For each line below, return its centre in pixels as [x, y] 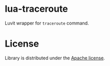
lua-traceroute [37, 9]
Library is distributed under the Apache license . [55, 58]
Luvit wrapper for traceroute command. [47, 23]
